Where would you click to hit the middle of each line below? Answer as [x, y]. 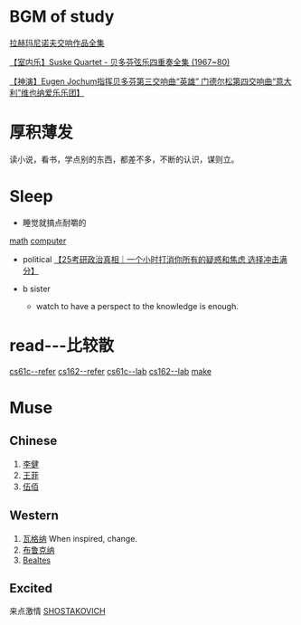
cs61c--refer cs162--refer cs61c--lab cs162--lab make [111, 371]
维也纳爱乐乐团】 [53, 92]
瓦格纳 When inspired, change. [80, 538]
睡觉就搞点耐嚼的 [54, 223]
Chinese [33, 441]
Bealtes [37, 560]
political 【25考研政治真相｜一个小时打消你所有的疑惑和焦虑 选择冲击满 [155, 259]
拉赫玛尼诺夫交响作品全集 [57, 43]
